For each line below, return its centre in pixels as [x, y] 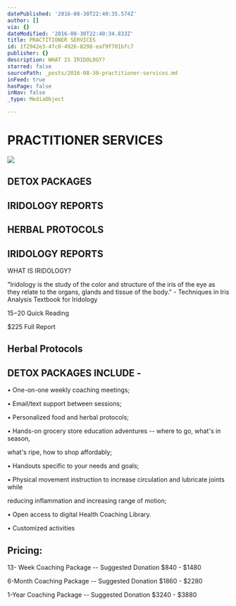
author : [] [23, 20]
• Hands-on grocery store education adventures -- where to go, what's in [114, 431]
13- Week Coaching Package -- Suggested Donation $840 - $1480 [105, 567]
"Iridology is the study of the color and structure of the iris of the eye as [111, 284]
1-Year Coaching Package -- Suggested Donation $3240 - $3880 [102, 595]
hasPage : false [30, 86]
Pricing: [25, 551]
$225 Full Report [32, 326]
